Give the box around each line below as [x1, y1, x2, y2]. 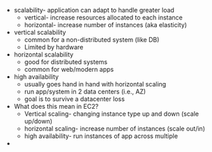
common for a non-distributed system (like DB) [24, 36, 160, 44]
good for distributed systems [24, 58, 108, 66]
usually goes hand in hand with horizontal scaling [24, 80, 167, 88]
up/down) [24, 117, 53, 125]
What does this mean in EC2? [13, 102, 99, 110]
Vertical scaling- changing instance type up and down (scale [24, 109, 199, 118]
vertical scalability [13, 28, 66, 36]
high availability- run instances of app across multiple [24, 132, 179, 140]
